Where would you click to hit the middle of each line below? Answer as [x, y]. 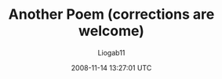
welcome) [111, 31]
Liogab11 [111, 52]
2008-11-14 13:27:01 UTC [111, 67]
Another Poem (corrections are [111, 14]
